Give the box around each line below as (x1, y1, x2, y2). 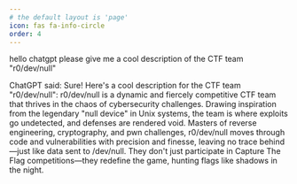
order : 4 (9, 29, 42, 38)
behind (259, 136, 285, 147)
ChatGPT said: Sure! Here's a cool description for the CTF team (9, 80, 241, 91)
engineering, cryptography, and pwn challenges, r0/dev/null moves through (9, 127, 285, 138)
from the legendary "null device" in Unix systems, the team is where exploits (9, 108, 288, 119)
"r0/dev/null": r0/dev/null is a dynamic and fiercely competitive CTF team (9, 89, 277, 100)
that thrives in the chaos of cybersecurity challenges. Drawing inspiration (9, 99, 277, 110)
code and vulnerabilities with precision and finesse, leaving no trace (9, 136, 258, 147)
